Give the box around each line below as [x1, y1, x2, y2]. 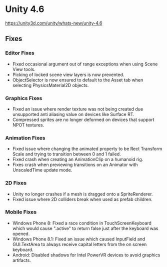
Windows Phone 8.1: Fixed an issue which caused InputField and [12, 236, 145, 242]
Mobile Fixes [5, 208, 37, 215]
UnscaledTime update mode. [12, 167, 72, 173]
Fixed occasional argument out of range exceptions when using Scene [12, 61, 158, 67]
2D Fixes [5, 179, 27, 186]
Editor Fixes [5, 49, 35, 56]
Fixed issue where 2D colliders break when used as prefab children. [12, 196, 152, 202]
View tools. [12, 66, 36, 72]
